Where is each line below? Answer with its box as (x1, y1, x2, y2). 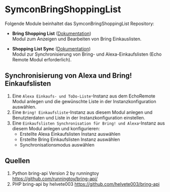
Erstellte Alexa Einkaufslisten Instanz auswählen (19, 131, 121, 137)
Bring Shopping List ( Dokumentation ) (12, 30, 92, 36)
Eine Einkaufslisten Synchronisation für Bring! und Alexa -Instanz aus (12, 120, 165, 126)
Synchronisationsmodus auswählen (19, 141, 95, 148)
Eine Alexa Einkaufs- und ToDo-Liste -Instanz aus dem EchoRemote (12, 93, 156, 99)
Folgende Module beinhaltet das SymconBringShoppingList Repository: (5, 20, 155, 27)
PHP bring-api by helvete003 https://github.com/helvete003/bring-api (12, 181, 160, 187)
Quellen (5, 157, 30, 165)
